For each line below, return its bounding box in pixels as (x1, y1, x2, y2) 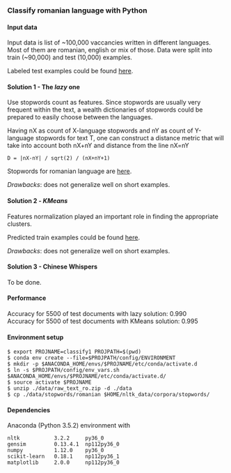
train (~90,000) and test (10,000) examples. (7, 53, 132, 61)
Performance (7, 294, 47, 302)
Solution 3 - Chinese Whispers (7, 262, 98, 271)
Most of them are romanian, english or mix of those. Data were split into (7, 46, 213, 54)
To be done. (7, 278, 42, 286)
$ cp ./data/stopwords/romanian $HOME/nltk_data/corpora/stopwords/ (7, 391, 210, 398)
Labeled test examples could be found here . (7, 67, 134, 75)
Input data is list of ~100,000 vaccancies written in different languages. (7, 38, 211, 47)
